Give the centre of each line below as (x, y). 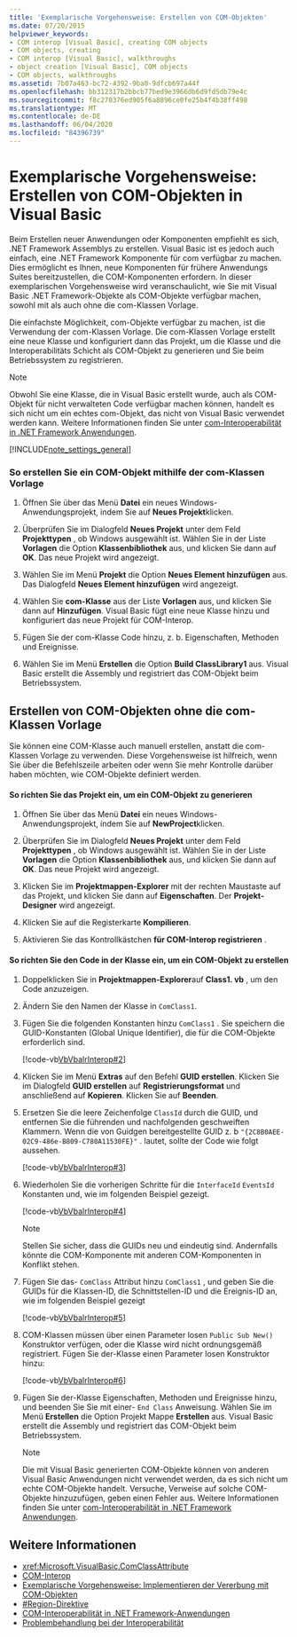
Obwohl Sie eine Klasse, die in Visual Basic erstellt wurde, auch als (131, 394)
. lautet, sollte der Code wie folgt (199, 1141)
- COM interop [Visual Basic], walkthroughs (93, 59)
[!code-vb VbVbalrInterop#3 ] (74, 1168)
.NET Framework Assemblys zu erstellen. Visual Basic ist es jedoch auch (142, 248)
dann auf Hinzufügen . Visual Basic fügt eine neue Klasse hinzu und (146, 611)
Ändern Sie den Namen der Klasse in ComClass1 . (109, 1006)
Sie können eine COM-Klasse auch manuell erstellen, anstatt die (126, 745)
